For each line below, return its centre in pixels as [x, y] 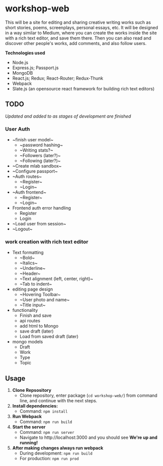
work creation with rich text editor [47, 242]
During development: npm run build [56, 453]
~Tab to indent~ [36, 284]
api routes [30, 321]
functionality [25, 310]
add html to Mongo [39, 326]
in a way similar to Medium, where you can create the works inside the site [81, 33]
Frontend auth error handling [41, 208]
